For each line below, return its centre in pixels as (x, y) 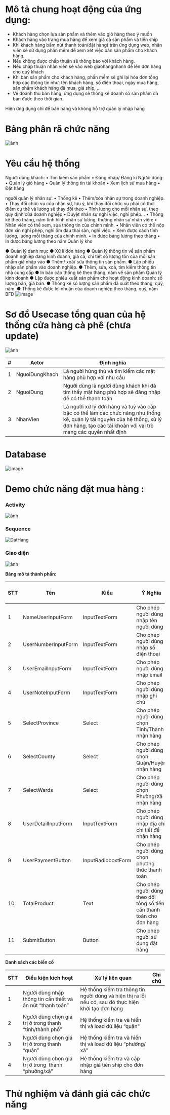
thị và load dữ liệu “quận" (110, 1026)
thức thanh (149, 870)
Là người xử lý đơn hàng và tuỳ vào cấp (110, 406)
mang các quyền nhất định (95, 432)
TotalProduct (38, 903)
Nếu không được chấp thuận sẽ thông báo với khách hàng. (74, 61)
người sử (146, 937)
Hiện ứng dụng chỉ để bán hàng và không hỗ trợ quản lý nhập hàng (75, 108)
